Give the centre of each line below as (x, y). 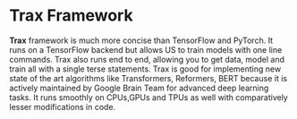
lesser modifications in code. (63, 106)
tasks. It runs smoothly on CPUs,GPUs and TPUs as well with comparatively (148, 97)
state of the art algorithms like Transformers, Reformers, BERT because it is (148, 78)
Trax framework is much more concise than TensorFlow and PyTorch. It (141, 40)
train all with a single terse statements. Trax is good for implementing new (145, 69)
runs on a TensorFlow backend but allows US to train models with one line (146, 49)
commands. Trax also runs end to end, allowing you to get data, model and (147, 59)
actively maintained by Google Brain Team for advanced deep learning (139, 88)
